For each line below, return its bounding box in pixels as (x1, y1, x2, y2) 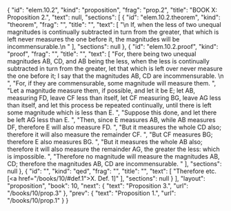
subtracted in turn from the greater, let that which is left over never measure (7, 65, 223, 72)
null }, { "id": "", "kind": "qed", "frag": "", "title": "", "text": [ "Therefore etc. (7, 167, 217, 175)
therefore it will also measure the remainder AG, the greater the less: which (7, 145, 220, 153)
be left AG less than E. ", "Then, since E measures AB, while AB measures (7, 116, 216, 123)
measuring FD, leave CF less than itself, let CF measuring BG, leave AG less (7, 94, 221, 102)
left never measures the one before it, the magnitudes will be (7, 35, 180, 43)
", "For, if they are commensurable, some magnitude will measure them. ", (7, 79, 217, 87)
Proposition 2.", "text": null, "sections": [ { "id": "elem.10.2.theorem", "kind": (7, 13, 221, 21)
